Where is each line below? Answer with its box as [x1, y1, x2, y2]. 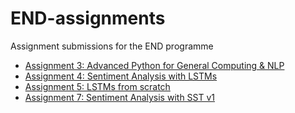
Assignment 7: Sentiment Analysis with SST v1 [24, 91, 216, 103]
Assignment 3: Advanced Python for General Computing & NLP [24, 59, 285, 71]
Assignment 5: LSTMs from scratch [24, 80, 171, 92]
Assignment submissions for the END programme [10, 40, 214, 52]
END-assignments [10, 7, 166, 30]
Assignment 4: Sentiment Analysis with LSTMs [24, 70, 218, 82]
